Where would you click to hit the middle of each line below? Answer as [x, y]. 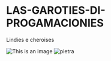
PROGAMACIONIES [55, 23]
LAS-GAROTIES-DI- [56, 10]
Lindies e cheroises [30, 39]
